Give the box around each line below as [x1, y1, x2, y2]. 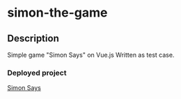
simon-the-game [7, 5, 108, 21]
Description [7, 33, 59, 44]
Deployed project [7, 68, 67, 78]
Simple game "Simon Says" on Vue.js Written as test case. [7, 51, 175, 59]
